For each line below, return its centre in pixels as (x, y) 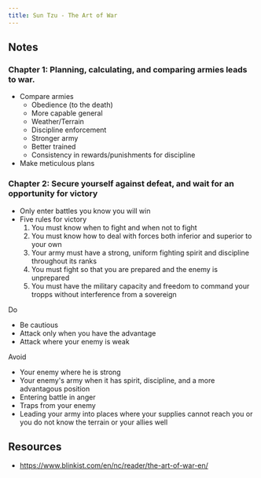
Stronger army (55, 138)
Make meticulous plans (57, 164)
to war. (22, 79)
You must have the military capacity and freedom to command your (140, 286)
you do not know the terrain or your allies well (94, 422)
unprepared (50, 278)
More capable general (67, 113)
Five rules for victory (53, 219)
